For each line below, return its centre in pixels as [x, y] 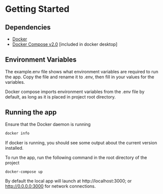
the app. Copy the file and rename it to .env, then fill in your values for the [80, 77]
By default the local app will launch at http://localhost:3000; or [68, 181]
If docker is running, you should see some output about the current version [81, 143]
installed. [14, 148]
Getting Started [37, 9]
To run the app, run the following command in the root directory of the [76, 157]
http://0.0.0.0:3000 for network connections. [50, 186]
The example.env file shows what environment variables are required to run [82, 71]
